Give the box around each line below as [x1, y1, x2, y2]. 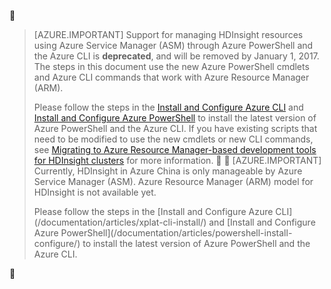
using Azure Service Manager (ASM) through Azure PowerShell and [33, 40, 314, 51]
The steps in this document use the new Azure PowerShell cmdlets [33, 61, 310, 72]
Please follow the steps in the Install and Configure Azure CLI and [33, 101, 304, 113]
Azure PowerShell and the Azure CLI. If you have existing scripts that [33, 123, 318, 134]
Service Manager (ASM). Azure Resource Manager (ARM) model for [33, 176, 314, 187]
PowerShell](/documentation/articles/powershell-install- [60, 227, 293, 239]
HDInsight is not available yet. [33, 186, 157, 198]
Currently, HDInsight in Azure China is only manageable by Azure [33, 165, 303, 177]
